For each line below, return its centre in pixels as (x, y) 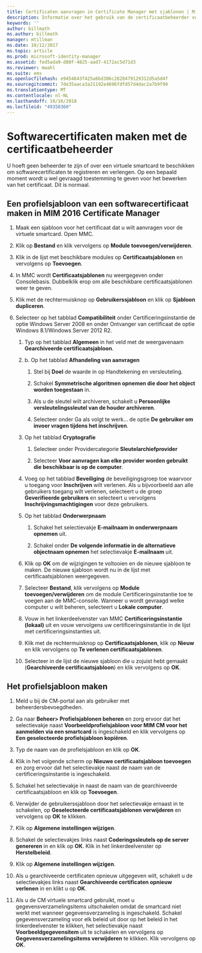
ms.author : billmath (33, 34)
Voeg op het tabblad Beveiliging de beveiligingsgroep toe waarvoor (108, 479)
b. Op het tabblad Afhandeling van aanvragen (82, 360)
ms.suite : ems (25, 73)
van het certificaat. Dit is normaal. (49, 185)
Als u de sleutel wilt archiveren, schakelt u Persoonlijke (102, 401)
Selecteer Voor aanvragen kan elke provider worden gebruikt (111, 461)
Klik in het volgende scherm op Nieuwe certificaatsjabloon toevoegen (103, 761)
